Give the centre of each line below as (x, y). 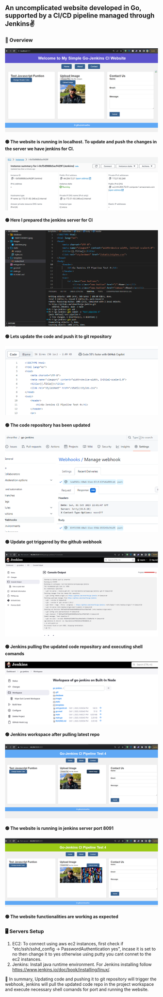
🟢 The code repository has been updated (48, 425)
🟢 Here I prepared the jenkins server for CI (49, 220)
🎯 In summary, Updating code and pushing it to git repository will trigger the (81, 979)
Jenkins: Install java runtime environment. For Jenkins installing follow (82, 964)
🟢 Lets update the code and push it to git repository (58, 336)
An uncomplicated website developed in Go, (73, 8)
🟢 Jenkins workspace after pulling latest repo (52, 734)
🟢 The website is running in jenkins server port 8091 (59, 828)
